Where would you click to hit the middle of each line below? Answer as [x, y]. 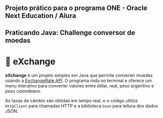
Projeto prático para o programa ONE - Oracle [76, 8]
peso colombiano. [23, 91]
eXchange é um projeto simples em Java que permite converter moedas [79, 75]
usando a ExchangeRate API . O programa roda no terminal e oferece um [79, 80]
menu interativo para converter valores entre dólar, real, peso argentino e [80, 85]
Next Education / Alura [41, 16]
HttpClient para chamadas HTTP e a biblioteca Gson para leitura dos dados [81, 106]
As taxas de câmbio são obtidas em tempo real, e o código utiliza [71, 100]
